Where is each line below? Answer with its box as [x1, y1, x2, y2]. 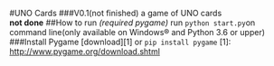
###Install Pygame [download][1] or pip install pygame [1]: [9, 36, 231, 47]
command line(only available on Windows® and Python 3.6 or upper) [9, 27, 265, 37]
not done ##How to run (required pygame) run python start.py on [9, 17, 256, 28]
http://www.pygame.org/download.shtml [9, 46, 161, 57]
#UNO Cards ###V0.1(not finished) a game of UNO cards [9, 8, 222, 18]
